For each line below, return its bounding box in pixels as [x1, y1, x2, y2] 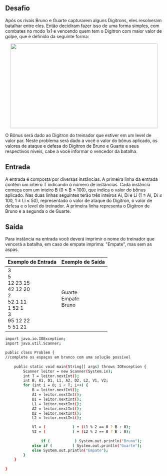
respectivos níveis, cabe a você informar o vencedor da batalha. [5, 148, 137, 154]
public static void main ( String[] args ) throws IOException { [14, 364, 146, 369]
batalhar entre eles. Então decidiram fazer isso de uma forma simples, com [5, 23, 160, 29]
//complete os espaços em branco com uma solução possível [5, 355, 131, 360]
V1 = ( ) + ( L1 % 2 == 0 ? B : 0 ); [31, 424, 131, 430]
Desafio [5, 4, 30, 13]
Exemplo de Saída [61, 259, 105, 266]
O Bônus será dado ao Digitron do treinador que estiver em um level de [5, 132, 151, 138]
